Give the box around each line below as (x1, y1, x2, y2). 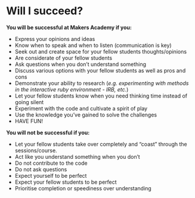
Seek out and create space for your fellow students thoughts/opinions (14, 48, 187, 55)
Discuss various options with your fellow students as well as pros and (14, 67, 186, 74)
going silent (14, 98, 44, 105)
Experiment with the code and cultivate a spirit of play (14, 105, 148, 112)
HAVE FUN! (14, 117, 44, 124)
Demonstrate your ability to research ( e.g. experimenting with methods (14, 79, 189, 87)
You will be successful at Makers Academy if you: (6, 24, 132, 31)
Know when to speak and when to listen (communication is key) (14, 42, 172, 49)
